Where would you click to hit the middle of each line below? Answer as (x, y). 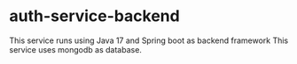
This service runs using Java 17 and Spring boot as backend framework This (149, 40)
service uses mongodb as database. (75, 49)
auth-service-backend (94, 16)
